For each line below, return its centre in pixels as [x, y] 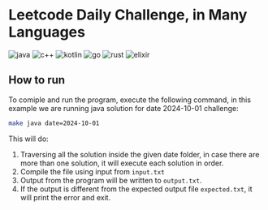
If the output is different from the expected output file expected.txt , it [136, 189]
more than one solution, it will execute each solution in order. [122, 163]
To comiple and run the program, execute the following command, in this [130, 100]
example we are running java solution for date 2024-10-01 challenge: [124, 108]
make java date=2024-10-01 [54, 123]
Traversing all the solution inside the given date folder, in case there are [140, 154]
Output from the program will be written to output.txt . [111, 180]
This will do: [28, 139]
